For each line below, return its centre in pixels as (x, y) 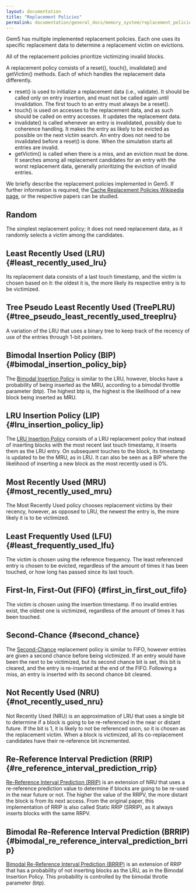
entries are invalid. (37, 147)
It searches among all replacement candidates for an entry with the (95, 160)
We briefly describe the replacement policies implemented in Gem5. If (90, 184)
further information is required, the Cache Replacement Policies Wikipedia (95, 190)
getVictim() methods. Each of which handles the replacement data (85, 74)
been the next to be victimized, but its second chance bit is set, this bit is (94, 661)
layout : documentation (34, 11)
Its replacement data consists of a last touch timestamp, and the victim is (94, 277)
